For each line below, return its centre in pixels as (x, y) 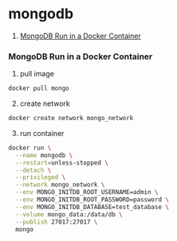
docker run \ (30, 148)
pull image (37, 74)
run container (42, 133)
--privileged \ (41, 177)
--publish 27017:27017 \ (57, 222)
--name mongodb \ (44, 155)
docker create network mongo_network (71, 119)
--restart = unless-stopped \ (62, 163)
